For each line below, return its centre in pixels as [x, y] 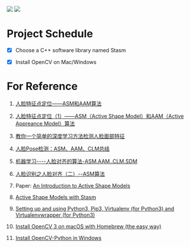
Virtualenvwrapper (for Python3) [55, 215]
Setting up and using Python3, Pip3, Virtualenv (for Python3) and [95, 208]
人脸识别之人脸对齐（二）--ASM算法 [60, 174]
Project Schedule [50, 34]
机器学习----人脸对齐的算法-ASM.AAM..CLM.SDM [76, 161]
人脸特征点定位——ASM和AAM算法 [58, 103]
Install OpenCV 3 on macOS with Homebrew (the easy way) [88, 226]
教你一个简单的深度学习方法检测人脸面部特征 [70, 136]
